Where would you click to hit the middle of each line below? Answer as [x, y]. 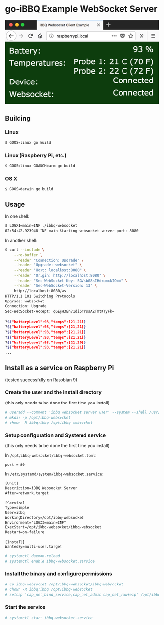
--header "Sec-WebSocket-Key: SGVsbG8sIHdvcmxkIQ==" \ [71, 281]
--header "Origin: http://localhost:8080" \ [60, 276]
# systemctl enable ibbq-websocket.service [50, 561]
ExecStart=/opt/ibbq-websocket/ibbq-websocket [53, 527]
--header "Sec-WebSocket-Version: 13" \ [55, 286]
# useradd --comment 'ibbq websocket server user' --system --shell [76, 413]
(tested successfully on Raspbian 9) [41, 380]
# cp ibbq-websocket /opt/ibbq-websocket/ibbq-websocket [64, 585]
